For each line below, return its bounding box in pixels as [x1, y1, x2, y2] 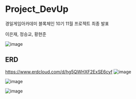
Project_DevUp [5, 3, 69, 15]
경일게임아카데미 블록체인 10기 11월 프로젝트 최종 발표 [5, 20, 109, 26]
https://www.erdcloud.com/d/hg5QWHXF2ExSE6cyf [5, 69, 113, 75]
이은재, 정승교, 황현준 [5, 31, 46, 37]
